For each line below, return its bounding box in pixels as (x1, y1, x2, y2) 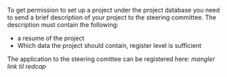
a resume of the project (17, 34, 85, 42)
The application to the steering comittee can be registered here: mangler (7, 55, 215, 63)
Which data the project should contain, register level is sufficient (17, 42, 202, 49)
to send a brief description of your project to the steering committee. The (7, 13, 217, 22)
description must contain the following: (7, 21, 119, 28)
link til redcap (7, 62, 47, 70)
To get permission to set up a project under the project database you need (7, 6, 220, 14)
